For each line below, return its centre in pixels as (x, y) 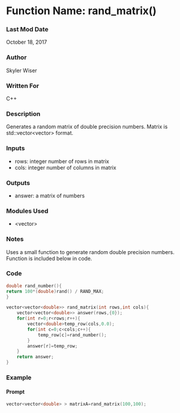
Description (23, 114)
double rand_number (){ (34, 286)
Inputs (16, 148)
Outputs (18, 183)
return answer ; (35, 357)
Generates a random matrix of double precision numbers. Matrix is (87, 127)
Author (17, 57)
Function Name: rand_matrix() (81, 11)
